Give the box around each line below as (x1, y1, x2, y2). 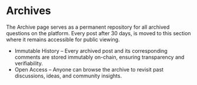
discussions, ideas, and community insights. (14, 72, 122, 79)
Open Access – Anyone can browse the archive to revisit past (14, 66, 163, 73)
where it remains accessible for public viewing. (6, 36, 120, 43)
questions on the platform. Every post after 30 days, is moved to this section (6, 29, 191, 36)
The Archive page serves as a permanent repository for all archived (6, 23, 170, 30)
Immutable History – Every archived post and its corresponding (14, 47, 168, 54)
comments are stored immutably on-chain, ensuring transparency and (14, 53, 185, 60)
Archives (6, 4, 51, 18)
